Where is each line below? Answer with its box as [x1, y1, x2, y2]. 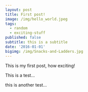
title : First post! [5, 12, 46, 17]
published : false [5, 35, 41, 40]
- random [9, 26, 28, 31]
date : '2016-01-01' [5, 44, 46, 49]
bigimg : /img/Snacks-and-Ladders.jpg [5, 49, 84, 54]
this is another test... [5, 82, 47, 88]
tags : [5, 21, 16, 26]
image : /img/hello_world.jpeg [5, 16, 68, 21]
